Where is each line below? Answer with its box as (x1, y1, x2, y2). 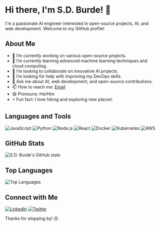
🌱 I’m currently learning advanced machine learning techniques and (12, 58, 148, 64)
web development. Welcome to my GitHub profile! (5, 25, 105, 31)
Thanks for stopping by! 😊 (5, 216, 59, 221)
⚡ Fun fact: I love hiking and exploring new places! (12, 96, 112, 102)
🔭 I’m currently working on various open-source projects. (12, 52, 127, 58)
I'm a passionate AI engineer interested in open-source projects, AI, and (5, 20, 149, 26)
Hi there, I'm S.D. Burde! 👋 (5, 4, 111, 16)
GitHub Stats (5, 139, 45, 147)
